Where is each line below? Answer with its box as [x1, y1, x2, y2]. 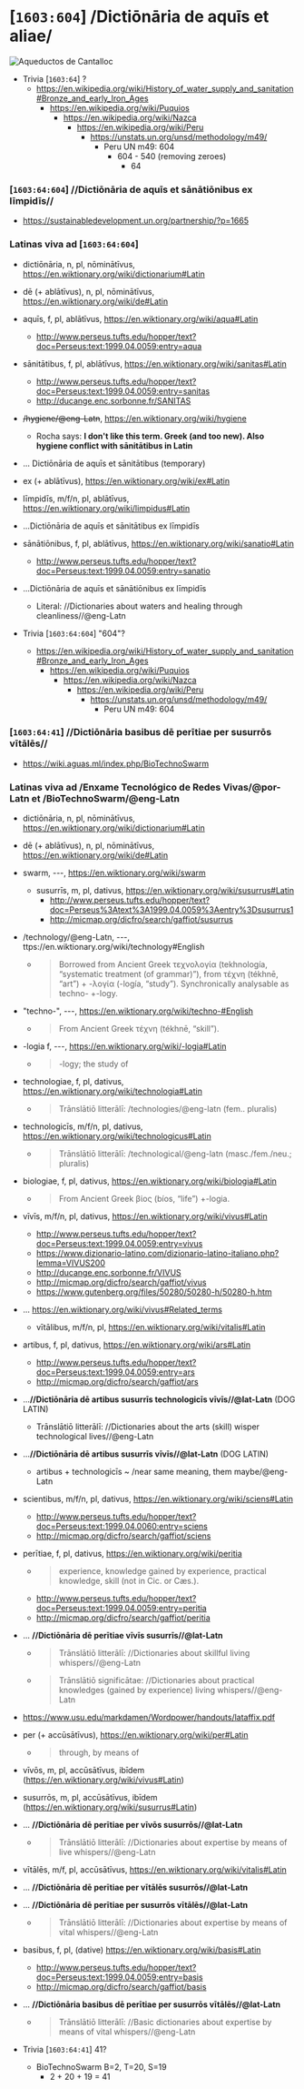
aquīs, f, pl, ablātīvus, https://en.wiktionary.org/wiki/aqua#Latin [22, 313, 259, 324]
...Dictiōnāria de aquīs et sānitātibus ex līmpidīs [22, 520, 200, 531]
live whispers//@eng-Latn [58, 1847, 156, 1858]
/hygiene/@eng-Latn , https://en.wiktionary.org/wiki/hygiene [22, 412, 247, 424]
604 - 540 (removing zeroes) [117, 150, 227, 161]
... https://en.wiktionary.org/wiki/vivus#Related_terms [22, 1304, 222, 1316]
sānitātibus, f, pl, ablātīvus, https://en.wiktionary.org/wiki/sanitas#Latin [22, 358, 288, 369]
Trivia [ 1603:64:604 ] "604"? [22, 628, 125, 639]
